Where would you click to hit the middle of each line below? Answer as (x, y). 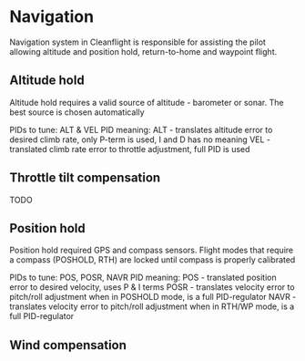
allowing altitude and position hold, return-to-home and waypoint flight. (143, 51)
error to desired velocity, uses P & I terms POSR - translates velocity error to (152, 287)
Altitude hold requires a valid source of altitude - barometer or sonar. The (147, 102)
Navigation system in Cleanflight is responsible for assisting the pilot (138, 42)
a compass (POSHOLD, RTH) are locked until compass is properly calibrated (152, 260)
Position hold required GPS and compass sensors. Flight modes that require (152, 250)
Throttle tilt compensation (85, 178)
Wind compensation (68, 345)
